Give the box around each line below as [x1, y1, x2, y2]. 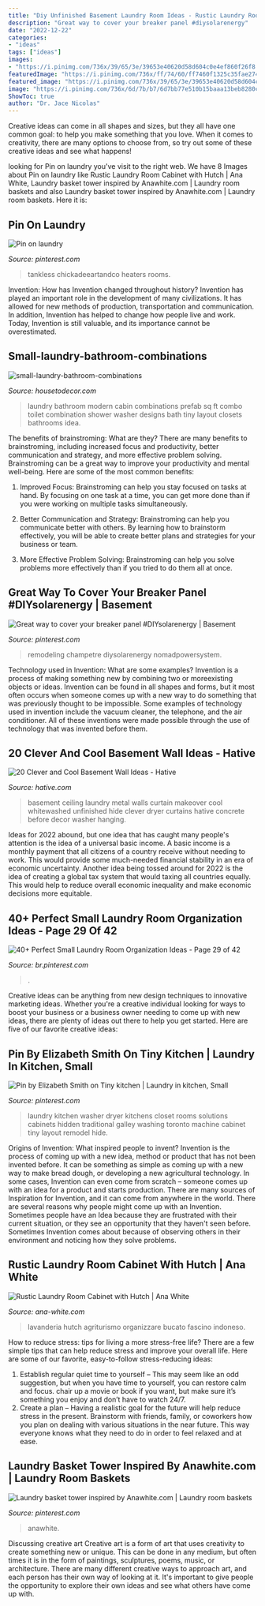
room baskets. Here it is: [8, 195, 88, 205]
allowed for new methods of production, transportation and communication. [8, 301, 255, 311]
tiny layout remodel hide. [27, 1128, 108, 1137]
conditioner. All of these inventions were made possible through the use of [8, 715, 250, 724]
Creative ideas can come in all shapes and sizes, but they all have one [8, 122, 236, 131]
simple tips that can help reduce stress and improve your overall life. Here [8, 1346, 248, 1355]
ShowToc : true [8, 92, 55, 100]
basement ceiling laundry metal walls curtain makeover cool [27, 798, 223, 807]
